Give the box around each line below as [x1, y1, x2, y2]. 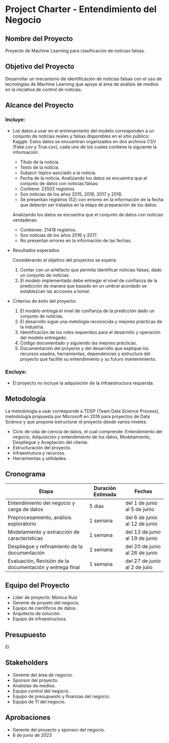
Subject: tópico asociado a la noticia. [20, 169, 97, 176]
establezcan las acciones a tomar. [20, 288, 91, 294]
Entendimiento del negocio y [8, 499, 75, 506]
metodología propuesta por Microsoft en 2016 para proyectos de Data [5, 413, 150, 419]
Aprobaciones [5, 713, 51, 722]
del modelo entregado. [20, 334, 67, 340]
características [8, 535, 43, 542]
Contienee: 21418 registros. [20, 226, 77, 233]
